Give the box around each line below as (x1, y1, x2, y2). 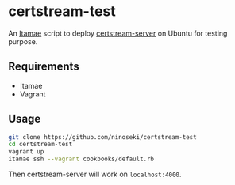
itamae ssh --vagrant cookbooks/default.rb (8, 155, 155, 164)
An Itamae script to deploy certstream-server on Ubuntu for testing (8, 28, 228, 38)
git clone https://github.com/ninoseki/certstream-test (8, 133, 197, 141)
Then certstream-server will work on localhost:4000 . (8, 169, 182, 179)
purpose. (8, 36, 38, 46)
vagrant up (8, 148, 44, 156)
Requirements (8, 60, 79, 74)
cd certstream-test (8, 141, 73, 149)
